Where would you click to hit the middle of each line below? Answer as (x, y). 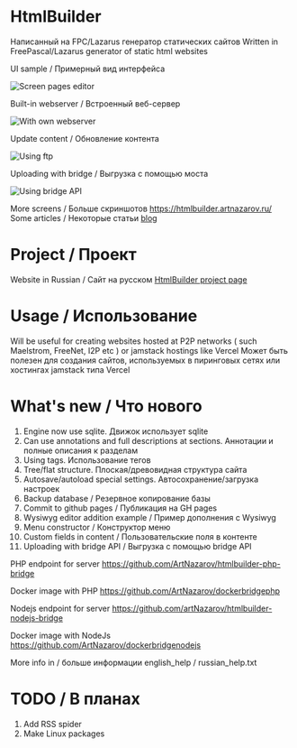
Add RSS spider (52, 724)
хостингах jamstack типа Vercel (70, 369)
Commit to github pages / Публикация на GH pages (120, 508)
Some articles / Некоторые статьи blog (84, 217)
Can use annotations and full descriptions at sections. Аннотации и (148, 440)
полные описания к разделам (81, 450)
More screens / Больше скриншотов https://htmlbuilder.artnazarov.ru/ (141, 208)
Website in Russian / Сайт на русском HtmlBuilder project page (129, 279)
